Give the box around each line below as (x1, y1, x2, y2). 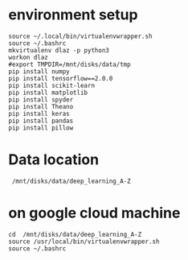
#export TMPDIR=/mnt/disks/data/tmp (8, 60, 131, 68)
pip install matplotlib (8, 89, 88, 97)
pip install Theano (8, 102, 74, 110)
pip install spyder (8, 95, 74, 104)
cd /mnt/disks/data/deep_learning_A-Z (8, 230, 142, 238)
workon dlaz (8, 53, 48, 61)
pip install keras (8, 109, 70, 118)
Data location (8, 151, 99, 169)
